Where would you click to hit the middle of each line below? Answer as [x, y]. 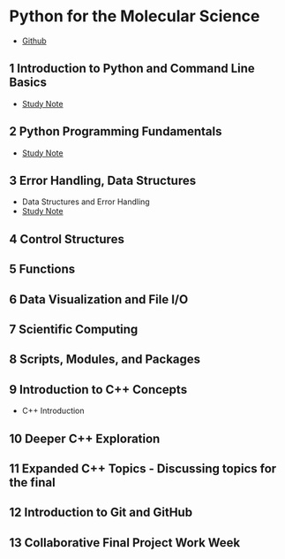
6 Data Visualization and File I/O [99, 299]
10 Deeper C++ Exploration [85, 438]
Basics [28, 83]
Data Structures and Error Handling [86, 202]
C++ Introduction [53, 411]
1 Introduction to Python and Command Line [132, 69]
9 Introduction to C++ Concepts [98, 390]
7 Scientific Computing [74, 329]
